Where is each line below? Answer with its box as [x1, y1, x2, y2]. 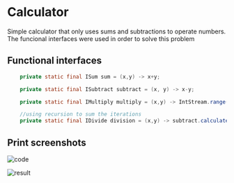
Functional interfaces [7, 55, 102, 67]
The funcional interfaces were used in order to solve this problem [7, 34, 195, 42]
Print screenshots [7, 136, 86, 148]
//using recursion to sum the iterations [19, 111, 141, 118]
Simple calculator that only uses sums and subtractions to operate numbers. [7, 27, 226, 35]
